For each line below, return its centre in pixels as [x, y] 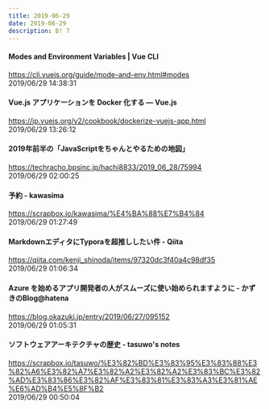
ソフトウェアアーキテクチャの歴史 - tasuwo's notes [94, 345]
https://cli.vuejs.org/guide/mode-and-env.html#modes [99, 74]
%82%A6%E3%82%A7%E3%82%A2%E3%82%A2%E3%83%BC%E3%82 [134, 371]
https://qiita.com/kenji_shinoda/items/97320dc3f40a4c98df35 [112, 260]
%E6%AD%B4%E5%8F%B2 [56, 388]
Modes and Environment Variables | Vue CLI [84, 56]
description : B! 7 [39, 31]
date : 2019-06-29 [37, 23]
